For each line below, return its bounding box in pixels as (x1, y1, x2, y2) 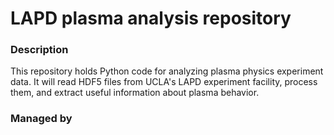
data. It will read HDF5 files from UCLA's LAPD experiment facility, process (10, 76, 318, 88)
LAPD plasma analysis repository (10, 7, 292, 30)
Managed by (10, 112, 73, 126)
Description (10, 43, 69, 57)
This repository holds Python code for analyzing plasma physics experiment (10, 65, 324, 77)
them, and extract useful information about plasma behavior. (10, 87, 260, 99)
